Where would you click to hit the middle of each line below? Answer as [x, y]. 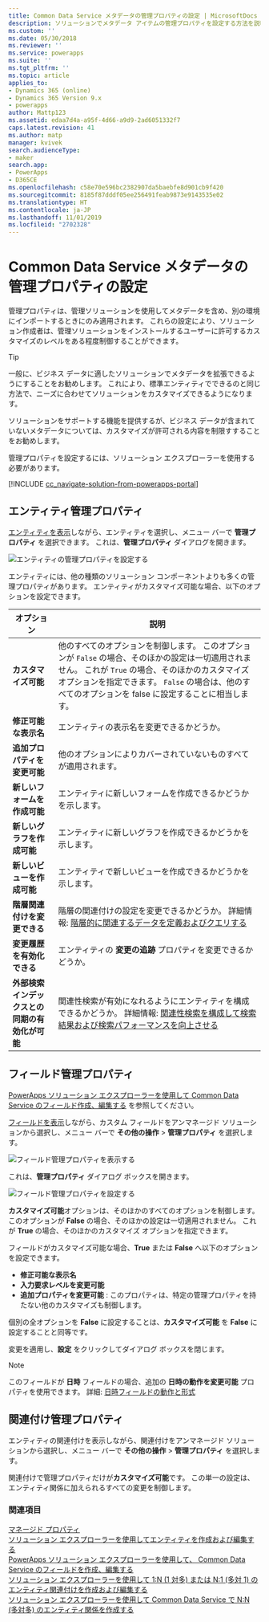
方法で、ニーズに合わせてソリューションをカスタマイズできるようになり [127, 393]
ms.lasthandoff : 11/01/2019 [55, 218]
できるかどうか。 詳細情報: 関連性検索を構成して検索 [157, 1013]
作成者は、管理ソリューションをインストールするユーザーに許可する [134, 331]
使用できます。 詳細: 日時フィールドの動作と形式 [116, 1392]
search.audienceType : [44, 150]
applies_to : [28, 83]
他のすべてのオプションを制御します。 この [139, 646]
